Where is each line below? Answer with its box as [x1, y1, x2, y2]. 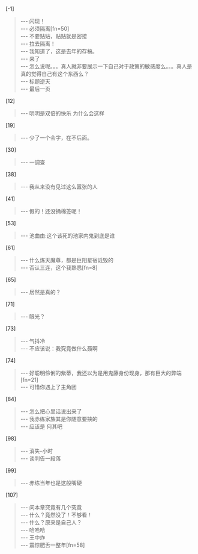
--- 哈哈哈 [20, 526, 46, 534]
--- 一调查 [20, 159, 46, 166]
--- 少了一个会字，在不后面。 [20, 134, 93, 141]
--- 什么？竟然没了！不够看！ [20, 511, 93, 518]
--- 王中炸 [20, 534, 46, 541]
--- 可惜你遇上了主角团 [20, 384, 77, 390]
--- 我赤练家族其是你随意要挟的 [20, 415, 98, 422]
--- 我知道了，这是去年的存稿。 [20, 48, 98, 55]
